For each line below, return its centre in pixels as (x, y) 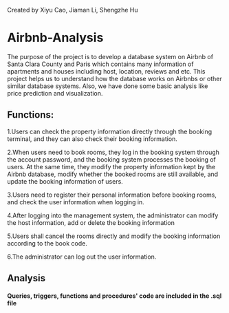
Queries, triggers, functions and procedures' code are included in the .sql (115, 296)
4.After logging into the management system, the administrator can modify (113, 215)
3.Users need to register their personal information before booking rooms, (112, 195)
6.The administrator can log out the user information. (82, 257)
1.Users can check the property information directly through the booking (110, 131)
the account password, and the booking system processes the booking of (112, 159)
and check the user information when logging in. (76, 202)
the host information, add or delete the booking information (91, 222)
